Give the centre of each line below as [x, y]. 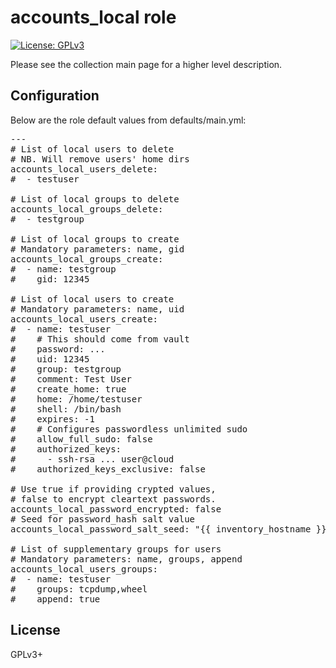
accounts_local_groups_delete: [87, 209]
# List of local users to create [92, 299]
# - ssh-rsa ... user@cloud [92, 459]
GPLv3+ [27, 654]
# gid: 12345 [50, 279]
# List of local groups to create [95, 239]
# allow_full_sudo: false [81, 439]
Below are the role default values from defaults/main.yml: [128, 120]
